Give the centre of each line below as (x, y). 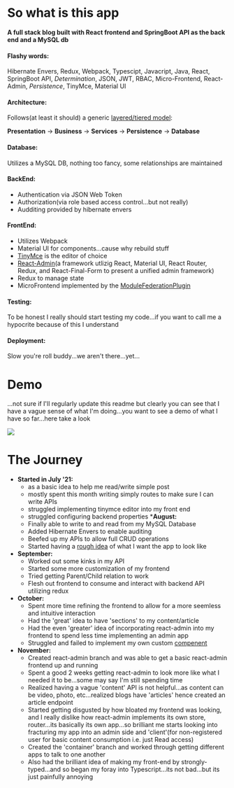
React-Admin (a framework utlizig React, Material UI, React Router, (112, 263)
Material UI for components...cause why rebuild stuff (93, 248)
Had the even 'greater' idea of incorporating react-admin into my (121, 628)
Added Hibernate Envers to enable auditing (90, 532)
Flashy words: (28, 56)
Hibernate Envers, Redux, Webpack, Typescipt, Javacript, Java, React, (109, 71)
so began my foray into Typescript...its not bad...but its (141, 769)
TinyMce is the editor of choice (62, 255)
